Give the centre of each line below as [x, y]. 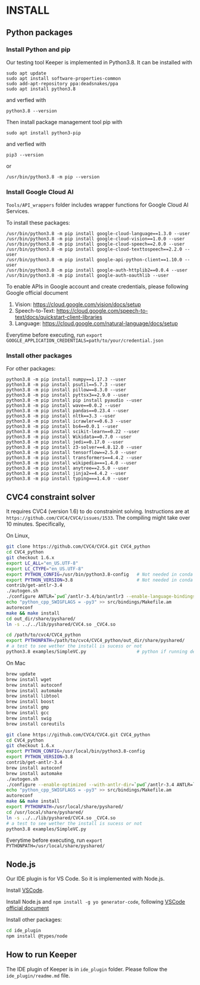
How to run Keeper [42, 955]
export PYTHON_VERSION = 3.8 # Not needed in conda [100, 580]
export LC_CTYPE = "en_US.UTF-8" [45, 569]
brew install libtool [33, 696]
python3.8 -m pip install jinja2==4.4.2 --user [66, 474]
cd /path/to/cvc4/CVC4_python [44, 635]
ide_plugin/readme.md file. [38, 975]
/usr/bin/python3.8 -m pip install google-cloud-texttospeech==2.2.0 [94, 249]
